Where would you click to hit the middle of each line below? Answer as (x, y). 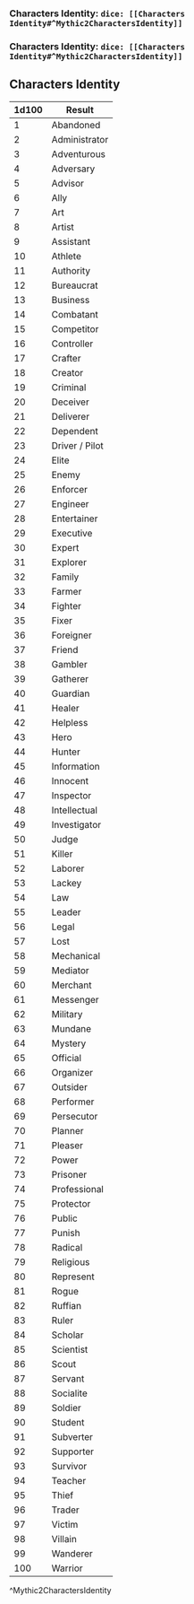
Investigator (76, 824)
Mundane (72, 1028)
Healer (66, 708)
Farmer (67, 591)
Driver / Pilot (78, 445)
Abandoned (76, 125)
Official (67, 1058)
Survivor (69, 1466)
